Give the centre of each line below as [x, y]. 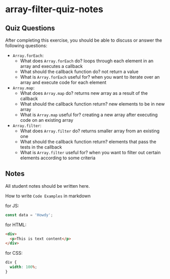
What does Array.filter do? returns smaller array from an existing [90, 131]
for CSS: [14, 253]
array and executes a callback [51, 66]
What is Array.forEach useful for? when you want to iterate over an [90, 77]
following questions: [26, 46]
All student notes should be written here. [48, 186]
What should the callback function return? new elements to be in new [92, 104]
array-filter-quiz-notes [54, 9]
